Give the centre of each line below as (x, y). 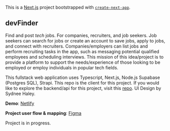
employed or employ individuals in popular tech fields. (62, 67)
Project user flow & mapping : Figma (43, 113)
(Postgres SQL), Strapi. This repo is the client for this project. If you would (82, 82)
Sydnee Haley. (20, 94)
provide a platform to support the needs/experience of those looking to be (83, 62)
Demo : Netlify (20, 103)
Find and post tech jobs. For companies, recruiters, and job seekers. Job (81, 35)
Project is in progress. (28, 123)
